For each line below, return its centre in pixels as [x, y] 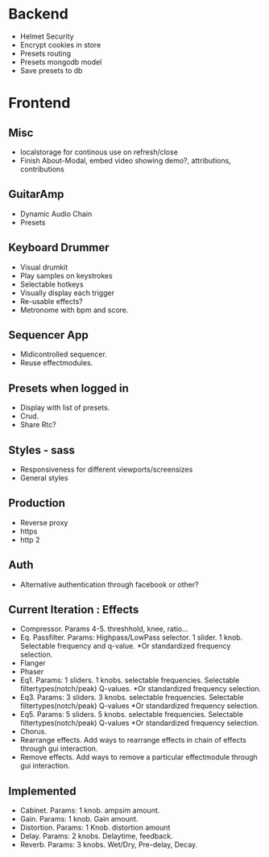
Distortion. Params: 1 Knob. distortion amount [95, 828]
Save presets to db [51, 70]
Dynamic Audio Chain [56, 213]
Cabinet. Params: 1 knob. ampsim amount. [90, 810]
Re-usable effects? [51, 301]
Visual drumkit [44, 267]
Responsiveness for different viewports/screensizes [106, 469]
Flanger [33, 663]
